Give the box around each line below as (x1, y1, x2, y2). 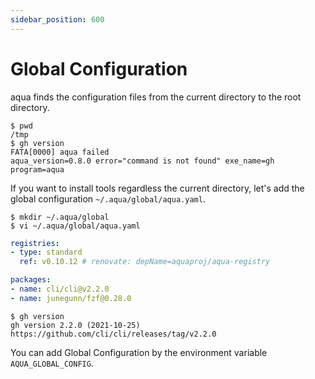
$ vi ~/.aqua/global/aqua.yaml (10, 221, 141, 231)
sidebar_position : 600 (10, 14, 105, 25)
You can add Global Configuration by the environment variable (10, 346, 268, 358)
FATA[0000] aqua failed (10, 147, 110, 157)
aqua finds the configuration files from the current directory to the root (10, 91, 302, 103)
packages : (10, 275, 52, 285)
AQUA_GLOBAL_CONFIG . (10, 357, 94, 369)
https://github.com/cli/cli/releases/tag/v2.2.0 (10, 329, 217, 339)
